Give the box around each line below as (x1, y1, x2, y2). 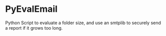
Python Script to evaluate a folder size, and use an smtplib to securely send (5, 20, 161, 26)
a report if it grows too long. (5, 25, 63, 31)
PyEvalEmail (5, 3, 58, 15)
